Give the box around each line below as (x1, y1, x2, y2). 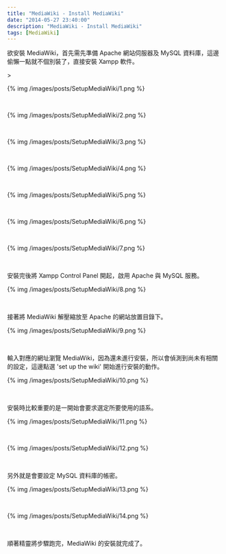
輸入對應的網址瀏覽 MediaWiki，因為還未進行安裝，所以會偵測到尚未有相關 (7, 354, 218, 362)
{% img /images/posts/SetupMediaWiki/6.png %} (7, 218, 146, 226)
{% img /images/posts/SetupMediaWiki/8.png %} (7, 286, 147, 294)
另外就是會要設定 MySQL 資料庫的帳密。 (7, 472, 122, 480)
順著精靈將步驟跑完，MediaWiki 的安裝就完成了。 (7, 540, 147, 548)
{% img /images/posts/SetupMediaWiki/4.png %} (7, 164, 147, 172)
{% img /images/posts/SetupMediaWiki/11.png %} (7, 417, 148, 426)
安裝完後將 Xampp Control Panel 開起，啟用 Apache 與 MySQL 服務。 (7, 272, 203, 280)
